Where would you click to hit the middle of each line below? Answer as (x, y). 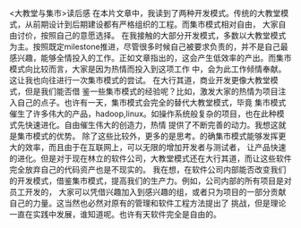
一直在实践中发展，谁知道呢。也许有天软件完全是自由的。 (115, 214)
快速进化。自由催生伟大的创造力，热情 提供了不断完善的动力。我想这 (151, 125)
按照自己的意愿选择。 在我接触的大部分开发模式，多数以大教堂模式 (163, 35)
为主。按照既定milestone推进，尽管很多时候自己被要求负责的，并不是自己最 (149, 46)
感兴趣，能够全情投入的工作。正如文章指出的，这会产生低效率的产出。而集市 (150, 58)
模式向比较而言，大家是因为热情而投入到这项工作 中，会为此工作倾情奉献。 (148, 69)
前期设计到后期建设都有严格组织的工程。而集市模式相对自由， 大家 (155, 24)
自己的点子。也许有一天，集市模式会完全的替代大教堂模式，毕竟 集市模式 (151, 102)
